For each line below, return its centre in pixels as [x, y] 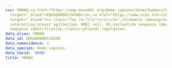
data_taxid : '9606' [26, 53]
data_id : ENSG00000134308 [33, 39]
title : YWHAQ [19, 58]
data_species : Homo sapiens [35, 48]
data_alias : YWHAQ [25, 34]
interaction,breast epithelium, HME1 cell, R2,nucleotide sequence [83, 24]
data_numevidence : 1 [27, 43]
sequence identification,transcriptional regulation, [68, 29]
